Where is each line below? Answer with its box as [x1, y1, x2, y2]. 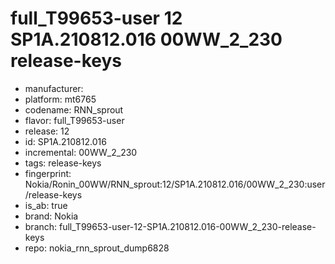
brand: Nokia [24, 210, 79, 222]
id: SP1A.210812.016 [24, 135, 107, 147]
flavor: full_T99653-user [24, 114, 125, 126]
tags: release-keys [24, 157, 102, 169]
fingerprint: [24, 167, 72, 179]
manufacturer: [24, 82, 84, 94]
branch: [24, 220, 58, 232]
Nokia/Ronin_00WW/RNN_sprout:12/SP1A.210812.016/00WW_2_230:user [24, 178, 326, 190]
